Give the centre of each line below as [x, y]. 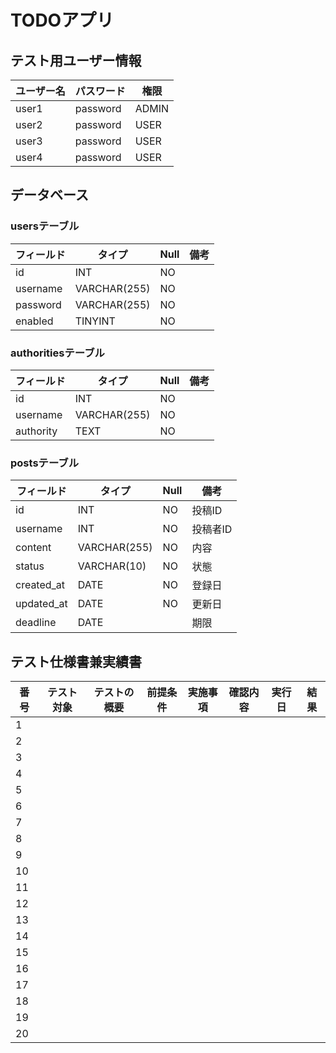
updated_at [41, 604]
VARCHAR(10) [112, 566]
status [30, 566]
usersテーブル [45, 226]
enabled [34, 321]
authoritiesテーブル [57, 353]
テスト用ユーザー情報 [76, 60]
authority [36, 431]
